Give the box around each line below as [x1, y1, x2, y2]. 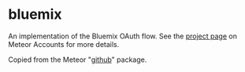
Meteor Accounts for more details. [8, 39, 120, 49]
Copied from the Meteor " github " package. [8, 55, 147, 64]
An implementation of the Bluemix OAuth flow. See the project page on [8, 31, 238, 41]
